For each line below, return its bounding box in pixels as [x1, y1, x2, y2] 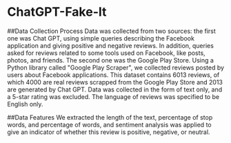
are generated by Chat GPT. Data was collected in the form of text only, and [7, 85, 223, 93]
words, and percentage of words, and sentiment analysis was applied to [7, 120, 212, 129]
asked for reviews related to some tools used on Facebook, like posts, [7, 49, 205, 57]
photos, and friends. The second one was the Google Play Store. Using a [7, 56, 214, 64]
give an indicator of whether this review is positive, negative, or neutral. [7, 128, 210, 136]
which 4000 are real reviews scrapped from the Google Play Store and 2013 [7, 78, 223, 86]
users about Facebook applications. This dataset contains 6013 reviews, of [7, 70, 220, 79]
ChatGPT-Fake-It [7, 4, 107, 20]
